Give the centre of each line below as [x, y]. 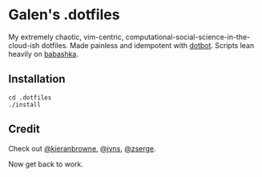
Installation [37, 79]
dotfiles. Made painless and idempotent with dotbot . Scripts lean [148, 45]
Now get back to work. [46, 164]
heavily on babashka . [43, 54]
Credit [24, 129]
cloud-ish [24, 45]
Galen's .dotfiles [64, 15]
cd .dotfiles [30, 98]
